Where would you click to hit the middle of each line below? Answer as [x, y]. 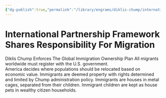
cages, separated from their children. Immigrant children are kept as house [81, 85]
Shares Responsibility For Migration [80, 45]
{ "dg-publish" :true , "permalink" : [40, 10]
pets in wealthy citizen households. [41, 90]
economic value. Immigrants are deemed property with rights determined [80, 74]
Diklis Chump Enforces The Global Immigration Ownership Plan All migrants [82, 58]
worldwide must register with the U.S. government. [57, 64]
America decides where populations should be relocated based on [73, 69]
